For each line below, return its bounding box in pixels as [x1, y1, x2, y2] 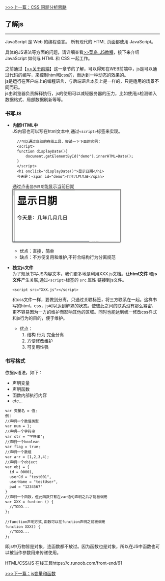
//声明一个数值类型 [5, 419, 39, 424]
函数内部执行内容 [12, 392, 47, 398]
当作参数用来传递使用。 [13, 549, 61, 555]
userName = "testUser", [9, 480, 58, 484]
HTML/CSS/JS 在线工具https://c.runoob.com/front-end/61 [5, 560, 122, 566]
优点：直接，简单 [19, 248, 55, 254]
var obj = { [5, 465, 29, 470]
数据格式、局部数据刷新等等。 [5, 97, 65, 102]
